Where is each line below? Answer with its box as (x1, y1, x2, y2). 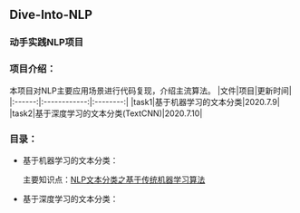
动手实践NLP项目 (9, 36, 84, 49)
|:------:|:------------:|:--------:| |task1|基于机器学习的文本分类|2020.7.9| (9, 96, 281, 107)
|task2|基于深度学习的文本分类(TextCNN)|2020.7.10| (9, 108, 203, 119)
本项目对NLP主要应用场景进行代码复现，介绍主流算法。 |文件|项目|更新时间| (9, 85, 292, 96)
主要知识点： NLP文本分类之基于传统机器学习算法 (22, 174, 206, 185)
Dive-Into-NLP (9, 7, 93, 23)
